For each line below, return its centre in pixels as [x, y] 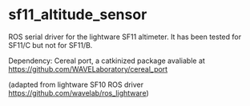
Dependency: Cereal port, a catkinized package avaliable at [107, 61]
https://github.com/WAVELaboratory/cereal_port [88, 69]
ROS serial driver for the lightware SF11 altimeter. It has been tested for [125, 37]
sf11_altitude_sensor [78, 15]
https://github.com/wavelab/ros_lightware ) [79, 92]
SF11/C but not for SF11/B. [50, 45]
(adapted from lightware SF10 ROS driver [76, 84]
